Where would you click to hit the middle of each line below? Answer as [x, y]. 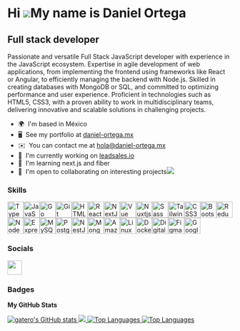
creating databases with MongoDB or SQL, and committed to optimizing [113, 87]
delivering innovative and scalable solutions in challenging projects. [107, 110]
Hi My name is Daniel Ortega [97, 13]
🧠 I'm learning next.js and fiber [64, 163]
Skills [17, 190]
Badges [21, 289]
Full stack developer [54, 40]
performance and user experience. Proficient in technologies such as [109, 95]
